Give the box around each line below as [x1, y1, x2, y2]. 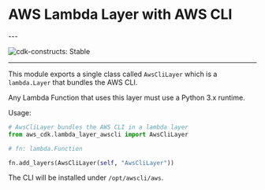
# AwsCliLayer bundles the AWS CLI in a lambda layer [8, 123, 189, 131]
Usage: [8, 108, 32, 117]
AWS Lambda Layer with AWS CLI [8, 5, 233, 24]
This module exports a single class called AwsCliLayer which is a [8, 69, 218, 79]
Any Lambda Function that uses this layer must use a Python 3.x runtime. [8, 93, 246, 102]
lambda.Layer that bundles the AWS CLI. [8, 77, 138, 87]
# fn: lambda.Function [8, 144, 83, 152]
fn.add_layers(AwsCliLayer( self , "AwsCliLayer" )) [8, 159, 175, 166]
